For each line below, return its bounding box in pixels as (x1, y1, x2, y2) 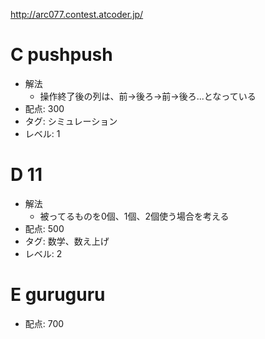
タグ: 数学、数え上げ (24, 235, 110, 247)
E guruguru (10, 284, 106, 306)
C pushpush (10, 44, 113, 66)
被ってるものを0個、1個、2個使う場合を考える (39, 210, 230, 222)
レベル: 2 (24, 247, 63, 259)
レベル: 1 (24, 127, 61, 139)
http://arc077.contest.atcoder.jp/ (10, 9, 144, 20)
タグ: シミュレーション (24, 115, 118, 127)
